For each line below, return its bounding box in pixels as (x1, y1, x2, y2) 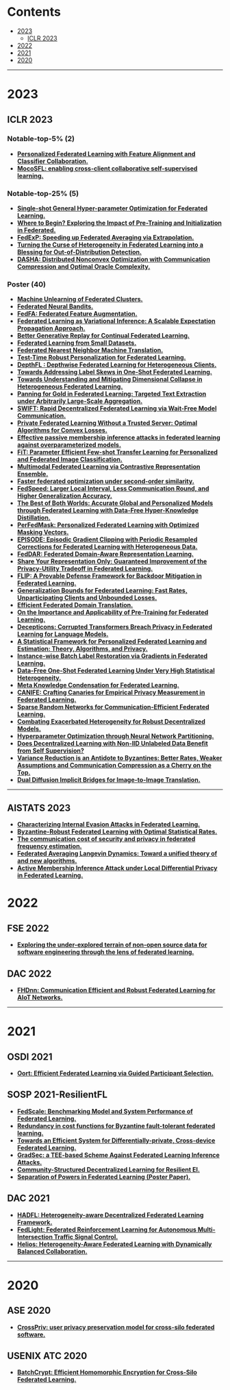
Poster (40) (7, 280, 47, 289)
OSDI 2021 (7, 1051, 53, 1062)
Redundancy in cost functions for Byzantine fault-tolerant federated (16, 1121, 216, 1130)
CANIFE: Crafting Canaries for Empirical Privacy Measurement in (16, 688, 205, 696)
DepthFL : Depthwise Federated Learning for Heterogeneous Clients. (16, 361, 217, 369)
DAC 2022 (7, 968, 52, 979)
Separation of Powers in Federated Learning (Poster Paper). (16, 1173, 191, 1181)
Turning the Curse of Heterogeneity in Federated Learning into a (16, 241, 204, 249)
